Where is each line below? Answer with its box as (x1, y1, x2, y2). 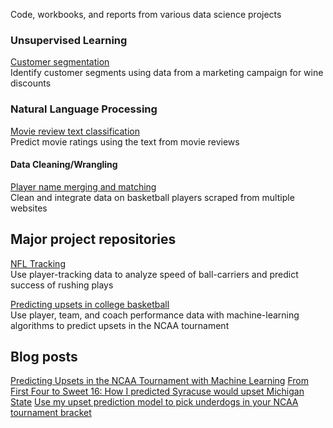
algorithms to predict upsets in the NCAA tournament (10, 319, 230, 331)
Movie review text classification (10, 125, 140, 137)
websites (10, 202, 48, 214)
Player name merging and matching (10, 180, 157, 193)
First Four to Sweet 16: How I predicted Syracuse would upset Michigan (10, 385, 305, 398)
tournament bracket (10, 407, 92, 419)
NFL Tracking (10, 257, 66, 269)
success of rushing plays (10, 279, 114, 291)
